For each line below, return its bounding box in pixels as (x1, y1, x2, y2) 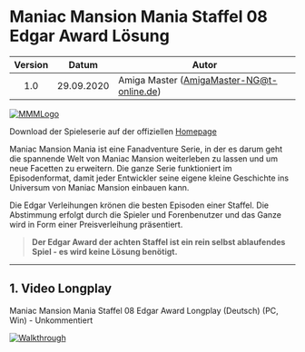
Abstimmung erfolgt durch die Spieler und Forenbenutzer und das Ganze (9, 209, 282, 220)
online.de (117, 84, 158, 97)
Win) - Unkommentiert (9, 315, 93, 326)
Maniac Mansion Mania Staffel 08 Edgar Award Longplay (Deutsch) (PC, (9, 305, 279, 316)
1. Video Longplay (9, 281, 112, 297)
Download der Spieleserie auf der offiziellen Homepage (9, 125, 218, 137)
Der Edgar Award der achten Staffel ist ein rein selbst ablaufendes (31, 236, 286, 247)
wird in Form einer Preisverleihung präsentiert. (9, 219, 183, 230)
